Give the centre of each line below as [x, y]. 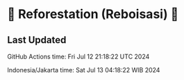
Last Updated [37, 40]
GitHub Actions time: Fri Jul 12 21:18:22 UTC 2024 [78, 56]
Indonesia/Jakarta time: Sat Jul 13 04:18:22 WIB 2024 [84, 70]
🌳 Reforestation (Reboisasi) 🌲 [93, 14]
